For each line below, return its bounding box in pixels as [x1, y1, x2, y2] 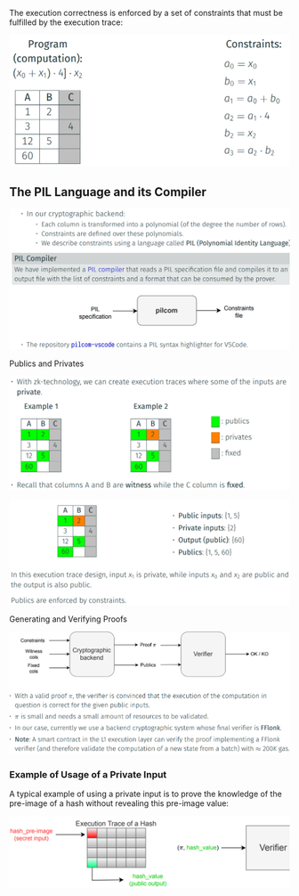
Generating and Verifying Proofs [9, 614, 127, 624]
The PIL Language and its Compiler [9, 184, 207, 200]
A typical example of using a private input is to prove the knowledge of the [9, 788, 282, 800]
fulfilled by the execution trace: [9, 17, 124, 28]
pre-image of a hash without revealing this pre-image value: [9, 798, 230, 809]
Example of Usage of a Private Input [9, 768, 167, 780]
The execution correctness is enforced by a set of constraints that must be [9, 8, 283, 18]
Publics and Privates [9, 358, 85, 369]
